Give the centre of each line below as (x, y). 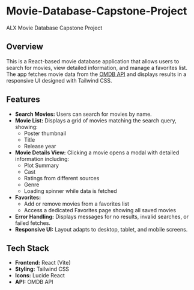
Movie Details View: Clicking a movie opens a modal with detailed (97, 153)
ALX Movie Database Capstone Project (54, 28)
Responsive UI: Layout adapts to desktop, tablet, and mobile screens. (101, 229)
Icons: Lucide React (40, 276)
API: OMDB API (34, 282)
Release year (40, 146)
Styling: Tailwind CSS (42, 269)
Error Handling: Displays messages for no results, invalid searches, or (102, 216)
